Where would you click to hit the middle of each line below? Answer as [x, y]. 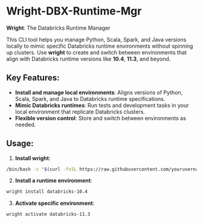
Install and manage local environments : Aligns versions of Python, [99, 92]
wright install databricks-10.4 [47, 192]
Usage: [20, 144]
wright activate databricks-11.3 [48, 215]
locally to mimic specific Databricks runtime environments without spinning [100, 46]
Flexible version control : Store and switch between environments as [100, 118]
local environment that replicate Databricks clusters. [80, 111]
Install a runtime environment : [53, 181]
